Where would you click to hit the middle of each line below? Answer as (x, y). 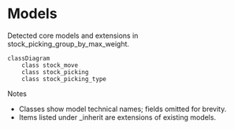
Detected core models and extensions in (73, 35)
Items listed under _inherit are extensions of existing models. (117, 117)
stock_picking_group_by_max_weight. (69, 43)
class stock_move (50, 65)
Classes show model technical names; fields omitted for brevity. (123, 109)
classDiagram (29, 58)
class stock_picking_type (64, 79)
